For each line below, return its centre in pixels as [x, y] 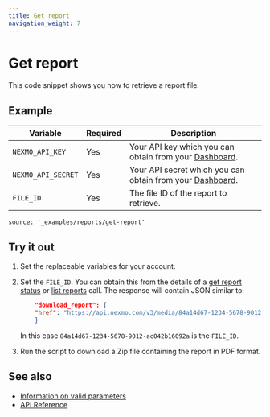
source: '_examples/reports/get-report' [77, 222]
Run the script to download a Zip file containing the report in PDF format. [140, 351]
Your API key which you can [182, 147]
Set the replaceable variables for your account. [98, 266]
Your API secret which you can [187, 170]
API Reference [44, 404]
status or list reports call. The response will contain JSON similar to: [132, 291]
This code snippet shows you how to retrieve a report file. [104, 85]
